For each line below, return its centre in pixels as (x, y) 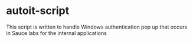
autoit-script (38, 11)
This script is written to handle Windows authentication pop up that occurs (97, 27)
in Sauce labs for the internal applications (57, 33)
